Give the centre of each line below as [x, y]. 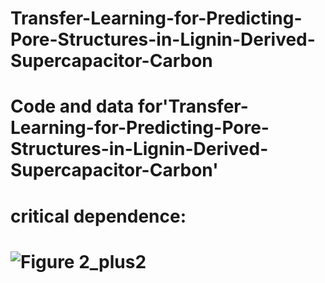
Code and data [72, 106]
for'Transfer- [193, 106]
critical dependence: [98, 216]
